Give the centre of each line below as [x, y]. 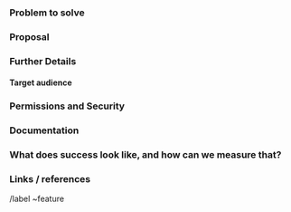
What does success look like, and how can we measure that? [145, 155]
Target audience [41, 82]
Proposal [29, 36]
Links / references [50, 179]
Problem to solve [47, 13]
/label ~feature [37, 199]
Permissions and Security [67, 106]
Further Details [43, 61]
